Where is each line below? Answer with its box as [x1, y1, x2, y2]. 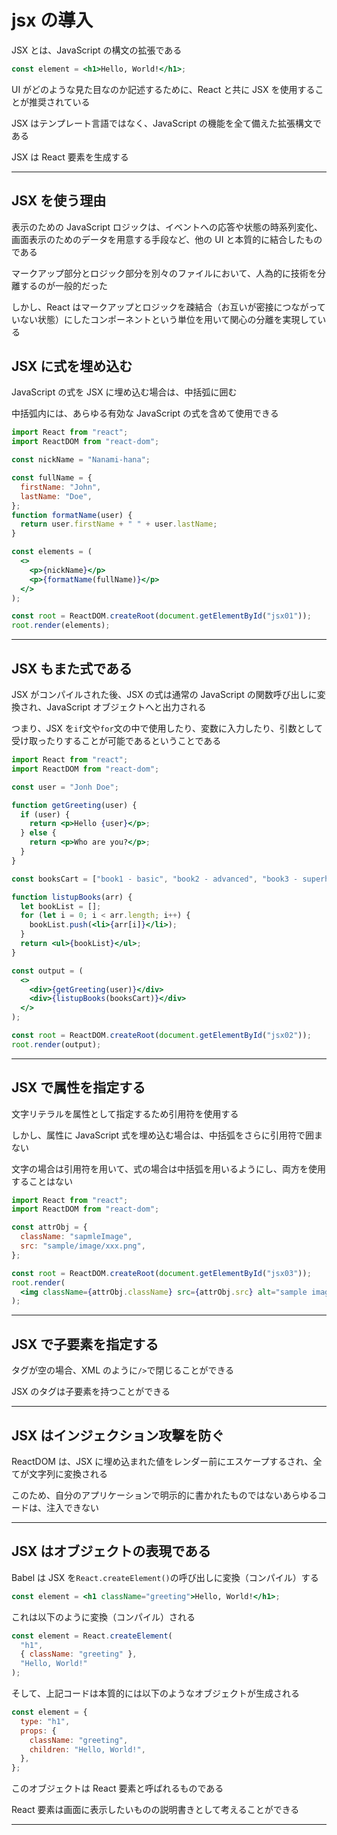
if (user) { [20, 809, 71, 820]
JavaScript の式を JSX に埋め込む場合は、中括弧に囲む [11, 386, 238, 398]
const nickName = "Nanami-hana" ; [11, 455, 151, 465]
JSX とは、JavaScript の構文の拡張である [11, 44, 183, 56]
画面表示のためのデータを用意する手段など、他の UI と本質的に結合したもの [11, 233, 323, 245]
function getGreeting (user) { [11, 800, 138, 810]
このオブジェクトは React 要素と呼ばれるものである [11, 1782, 224, 1795]
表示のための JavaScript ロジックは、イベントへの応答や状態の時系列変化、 [11, 221, 324, 233]
